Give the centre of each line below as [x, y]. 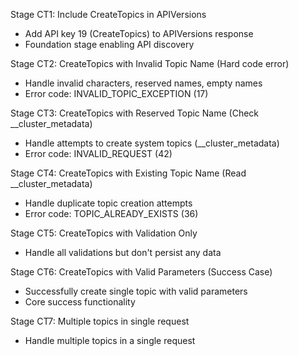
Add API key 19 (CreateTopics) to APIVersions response [139, 33]
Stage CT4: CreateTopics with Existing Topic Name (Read [128, 173]
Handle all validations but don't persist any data [123, 252]
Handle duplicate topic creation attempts [108, 203]
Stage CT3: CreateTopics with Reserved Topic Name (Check [135, 113]
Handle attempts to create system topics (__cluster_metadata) [152, 143]
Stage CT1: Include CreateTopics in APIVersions [108, 14]
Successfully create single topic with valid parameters [136, 291]
